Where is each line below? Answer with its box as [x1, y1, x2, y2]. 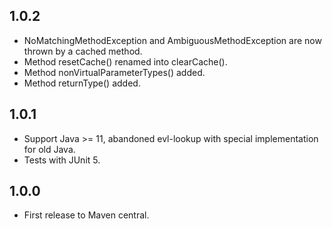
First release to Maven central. [23, 209, 150, 221]
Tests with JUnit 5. [23, 154, 101, 166]
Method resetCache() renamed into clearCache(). [23, 55, 228, 68]
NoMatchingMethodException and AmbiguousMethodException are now [23, 34, 322, 46]
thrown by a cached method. [23, 45, 143, 57]
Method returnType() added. [23, 77, 141, 89]
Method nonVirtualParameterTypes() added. [23, 66, 206, 78]
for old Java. [23, 143, 76, 155]
